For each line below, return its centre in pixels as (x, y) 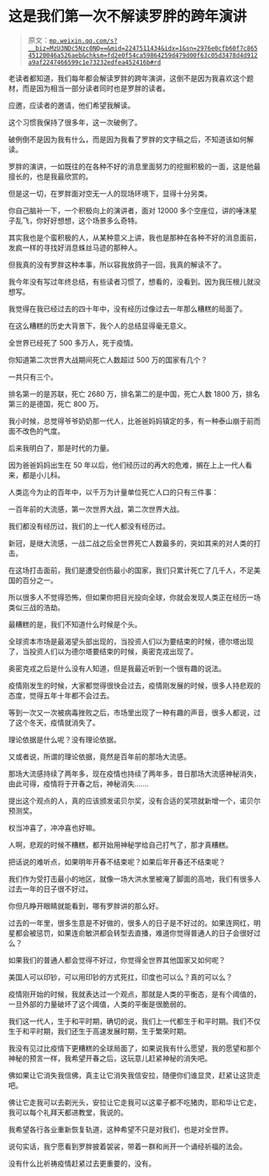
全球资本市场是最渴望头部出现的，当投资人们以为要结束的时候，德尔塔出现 (131, 641)
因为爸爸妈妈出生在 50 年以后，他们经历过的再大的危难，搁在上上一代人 (127, 465)
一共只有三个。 (33, 377)
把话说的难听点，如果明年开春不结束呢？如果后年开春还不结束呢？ (117, 862)
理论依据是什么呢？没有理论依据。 (64, 739)
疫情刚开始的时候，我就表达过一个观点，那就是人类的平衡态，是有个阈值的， (134, 994)
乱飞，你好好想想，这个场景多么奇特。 (78, 220)
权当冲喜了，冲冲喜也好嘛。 (54, 827)
